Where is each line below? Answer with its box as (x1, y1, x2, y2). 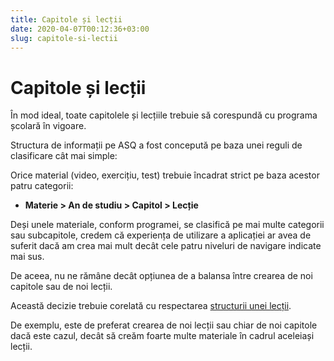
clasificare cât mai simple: (10, 150, 118, 162)
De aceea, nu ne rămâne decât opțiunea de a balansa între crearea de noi (10, 270, 313, 282)
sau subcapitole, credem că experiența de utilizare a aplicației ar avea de (10, 229, 312, 241)
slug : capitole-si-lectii (10, 33, 118, 43)
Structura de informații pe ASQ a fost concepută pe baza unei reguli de (10, 139, 303, 151)
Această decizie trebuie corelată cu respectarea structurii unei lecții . (10, 300, 292, 312)
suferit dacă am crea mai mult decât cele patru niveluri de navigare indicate (10, 240, 322, 252)
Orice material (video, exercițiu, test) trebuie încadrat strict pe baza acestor (10, 169, 320, 181)
